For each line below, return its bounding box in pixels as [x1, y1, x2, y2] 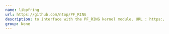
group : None [5, 21, 30, 26]
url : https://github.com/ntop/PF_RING [5, 12, 87, 17]
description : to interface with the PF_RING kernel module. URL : [5, 16, 147, 21]
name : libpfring [5, 7, 39, 12]
